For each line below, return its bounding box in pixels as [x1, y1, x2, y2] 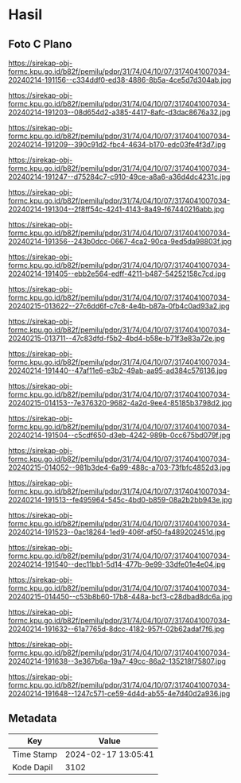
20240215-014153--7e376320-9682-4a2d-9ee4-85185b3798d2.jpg [8, 398, 232, 407]
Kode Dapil [12, 762, 53, 773]
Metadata [8, 711, 57, 725]
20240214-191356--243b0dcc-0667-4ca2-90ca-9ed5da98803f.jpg [8, 237, 232, 246]
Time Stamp [12, 749, 58, 760]
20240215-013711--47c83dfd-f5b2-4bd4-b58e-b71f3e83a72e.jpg [8, 334, 225, 343]
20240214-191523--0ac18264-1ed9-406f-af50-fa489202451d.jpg [8, 527, 226, 537]
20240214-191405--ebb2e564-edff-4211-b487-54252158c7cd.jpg [8, 269, 227, 278]
